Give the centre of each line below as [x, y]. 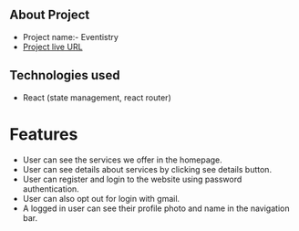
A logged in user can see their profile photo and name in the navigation [156, 208]
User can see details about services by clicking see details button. [147, 169]
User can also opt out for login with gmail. [101, 198]
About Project [50, 15]
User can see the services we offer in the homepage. [123, 160]
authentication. [51, 189]
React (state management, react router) [97, 97]
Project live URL [53, 47]
